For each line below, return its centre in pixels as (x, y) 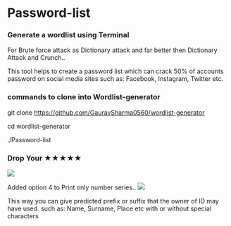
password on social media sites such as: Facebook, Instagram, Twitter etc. (115, 79)
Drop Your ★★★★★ (45, 158)
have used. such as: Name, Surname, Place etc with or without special (109, 208)
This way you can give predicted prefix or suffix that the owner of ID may (113, 201)
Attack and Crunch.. (36, 58)
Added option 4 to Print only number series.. (71, 187)
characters (23, 216)
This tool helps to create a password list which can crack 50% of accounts (115, 71)
